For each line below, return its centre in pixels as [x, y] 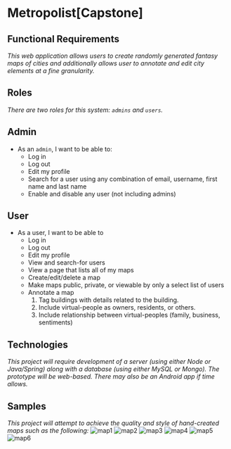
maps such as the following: [48, 431]
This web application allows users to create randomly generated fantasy [113, 56]
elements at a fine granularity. [51, 71]
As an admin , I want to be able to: [65, 148]
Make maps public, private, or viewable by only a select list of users [126, 285]
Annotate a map [51, 293]
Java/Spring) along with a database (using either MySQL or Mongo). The [113, 369]
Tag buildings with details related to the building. [108, 300]
